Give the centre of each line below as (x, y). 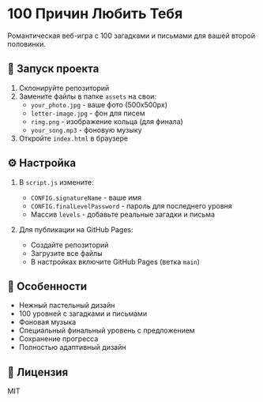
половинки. (27, 43)
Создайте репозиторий (70, 245)
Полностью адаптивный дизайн (72, 348)
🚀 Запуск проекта (53, 69)
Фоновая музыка (47, 322)
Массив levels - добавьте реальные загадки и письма (122, 214)
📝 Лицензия (38, 372)
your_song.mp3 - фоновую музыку (86, 130)
